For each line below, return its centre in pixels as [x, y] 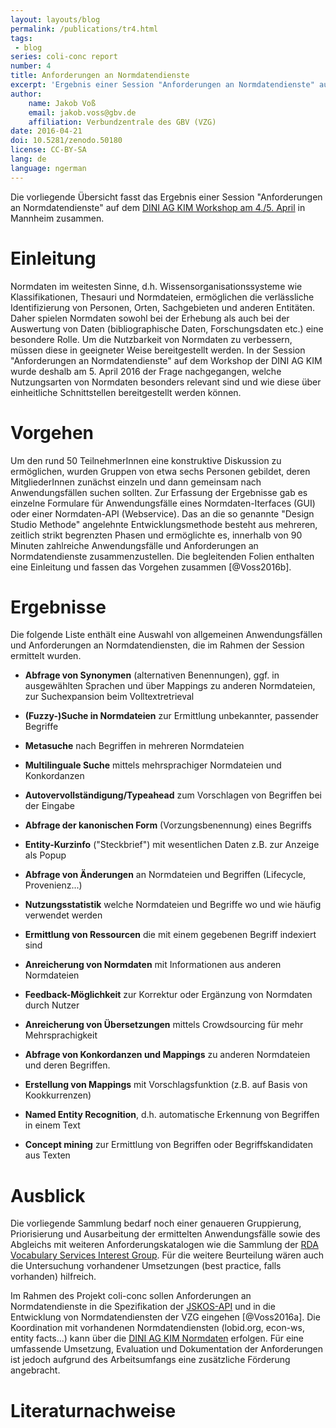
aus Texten [47, 1155]
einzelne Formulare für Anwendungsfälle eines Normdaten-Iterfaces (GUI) [163, 503]
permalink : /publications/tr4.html [84, 29]
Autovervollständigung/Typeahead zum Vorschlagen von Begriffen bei [173, 795]
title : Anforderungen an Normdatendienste [100, 76]
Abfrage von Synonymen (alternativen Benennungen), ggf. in [152, 675]
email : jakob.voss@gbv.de [82, 112]
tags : [21, 38]
